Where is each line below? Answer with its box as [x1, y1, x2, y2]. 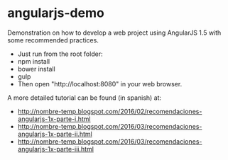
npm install [17, 57, 50, 65]
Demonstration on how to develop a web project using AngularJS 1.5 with [7, 28, 222, 37]
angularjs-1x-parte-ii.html [17, 130, 92, 138]
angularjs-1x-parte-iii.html [17, 144, 94, 153]
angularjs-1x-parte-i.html [17, 115, 91, 123]
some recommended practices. [7, 35, 99, 44]
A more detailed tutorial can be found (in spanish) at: [7, 93, 162, 102]
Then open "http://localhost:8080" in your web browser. [17, 79, 183, 88]
